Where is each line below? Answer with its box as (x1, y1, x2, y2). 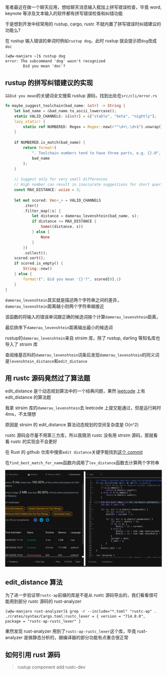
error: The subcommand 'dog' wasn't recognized (5, 59, 106, 64)
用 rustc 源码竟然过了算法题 (5, 374, 90, 382)
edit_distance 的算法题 (5, 394, 51, 400)
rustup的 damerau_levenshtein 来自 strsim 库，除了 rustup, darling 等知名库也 (5, 335, 161, 341)
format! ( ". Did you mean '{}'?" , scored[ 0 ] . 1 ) (23, 277, 121, 282)
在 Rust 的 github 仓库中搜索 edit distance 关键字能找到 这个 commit (5, 449, 143, 455)
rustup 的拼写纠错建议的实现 (5, 78, 93, 87)
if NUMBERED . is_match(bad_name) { (14, 140, 85, 145)
